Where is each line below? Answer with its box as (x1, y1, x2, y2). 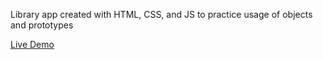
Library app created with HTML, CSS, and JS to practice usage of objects (10, 9, 313, 20)
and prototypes (10, 19, 74, 31)
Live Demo (10, 39, 55, 50)
